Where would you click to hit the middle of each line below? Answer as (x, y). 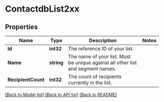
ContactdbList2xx (42, 9)
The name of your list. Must (99, 57)
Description (103, 41)
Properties (21, 27)
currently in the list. (90, 83)
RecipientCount (26, 80)
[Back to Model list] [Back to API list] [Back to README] (61, 95)
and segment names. (92, 69)
